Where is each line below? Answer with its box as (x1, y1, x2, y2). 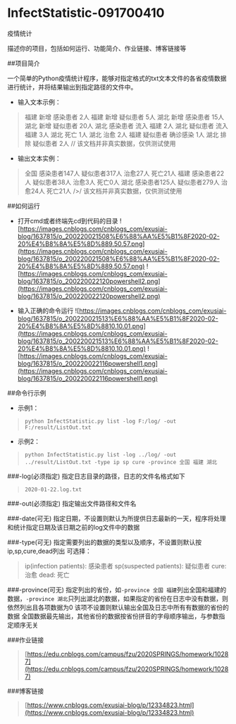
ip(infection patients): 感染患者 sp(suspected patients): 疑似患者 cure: (24, 561, 227, 570)
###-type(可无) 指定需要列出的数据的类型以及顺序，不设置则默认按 (7, 537, 202, 547)
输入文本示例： (17, 97, 61, 106)
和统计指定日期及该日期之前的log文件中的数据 (7, 523, 140, 531)
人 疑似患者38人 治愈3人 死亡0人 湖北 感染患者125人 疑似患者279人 (24, 177, 220, 186)
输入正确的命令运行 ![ (17, 306, 80, 315)
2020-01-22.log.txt (24, 486, 82, 493)
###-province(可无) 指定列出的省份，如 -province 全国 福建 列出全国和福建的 (7, 585, 227, 594)
